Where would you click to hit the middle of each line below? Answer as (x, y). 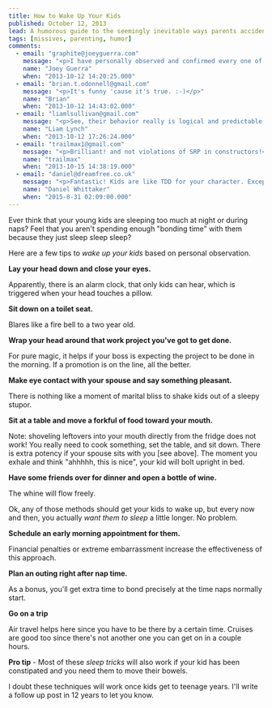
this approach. (32, 557)
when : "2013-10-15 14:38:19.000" (79, 167)
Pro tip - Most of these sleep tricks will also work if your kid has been (124, 662)
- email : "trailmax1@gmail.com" (70, 144)
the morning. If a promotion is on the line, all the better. (100, 364)
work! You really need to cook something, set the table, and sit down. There (134, 444)
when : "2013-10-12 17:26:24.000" (79, 136)
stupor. (20, 404)
